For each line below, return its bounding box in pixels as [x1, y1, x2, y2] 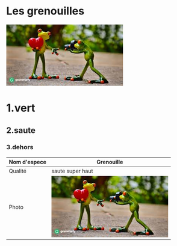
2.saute [6, 125, 36, 135]
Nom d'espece [8, 158, 47, 166]
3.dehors [6, 143, 34, 152]
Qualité [8, 167, 27, 174]
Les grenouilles [6, 4, 85, 18]
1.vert [6, 101, 36, 115]
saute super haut [51, 167, 93, 174]
